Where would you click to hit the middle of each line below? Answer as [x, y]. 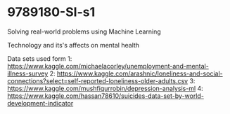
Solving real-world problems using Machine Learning [84, 31]
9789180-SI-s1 [51, 12]
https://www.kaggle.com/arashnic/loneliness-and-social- [140, 73]
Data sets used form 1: [40, 58]
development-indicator [40, 103]
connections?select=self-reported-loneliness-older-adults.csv [98, 80]
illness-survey [28, 73]
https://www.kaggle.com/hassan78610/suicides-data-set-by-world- [106, 96]
